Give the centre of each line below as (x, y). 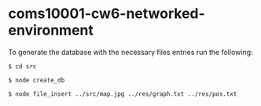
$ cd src (22, 66)
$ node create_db (37, 80)
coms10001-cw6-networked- (107, 14)
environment (51, 30)
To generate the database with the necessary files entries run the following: (130, 52)
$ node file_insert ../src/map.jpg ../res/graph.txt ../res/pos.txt (123, 94)
